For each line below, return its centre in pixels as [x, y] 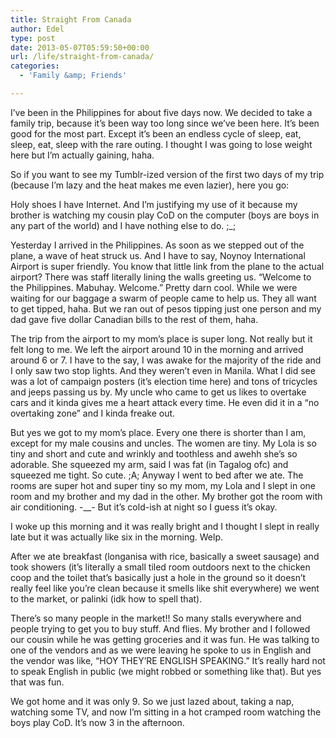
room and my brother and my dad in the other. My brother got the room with [166, 496]
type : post [33, 38]
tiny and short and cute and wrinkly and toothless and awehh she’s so [154, 453]
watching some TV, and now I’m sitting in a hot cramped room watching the [166, 712]
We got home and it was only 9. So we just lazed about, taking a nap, [152, 701]
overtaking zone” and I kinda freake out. [93, 413]
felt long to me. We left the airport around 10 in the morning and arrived [157, 349]
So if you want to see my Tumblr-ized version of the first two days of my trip [167, 174]
